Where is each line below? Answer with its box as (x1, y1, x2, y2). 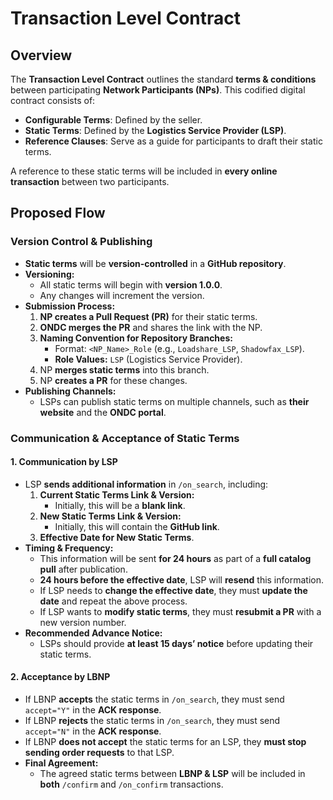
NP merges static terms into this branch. (39, 363, 210, 376)
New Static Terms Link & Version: (39, 510, 182, 522)
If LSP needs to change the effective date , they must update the (39, 584, 308, 596)
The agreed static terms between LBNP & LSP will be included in (39, 768, 306, 780)
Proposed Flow (10, 205, 106, 222)
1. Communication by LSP (10, 456, 118, 468)
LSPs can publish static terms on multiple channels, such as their (39, 395, 310, 407)
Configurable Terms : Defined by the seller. (24, 114, 203, 126)
